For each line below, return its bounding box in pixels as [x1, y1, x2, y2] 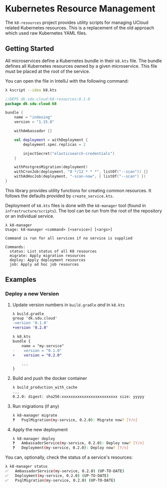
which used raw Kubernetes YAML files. [5, 30, 87, 36]
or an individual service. [5, 213, 55, 219]
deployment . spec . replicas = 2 [23, 142, 86, 147]
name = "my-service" [21, 343, 64, 349]
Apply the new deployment [12, 426, 68, 432]
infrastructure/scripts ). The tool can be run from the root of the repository [5, 208, 162, 214]
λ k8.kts [12, 334, 31, 339]
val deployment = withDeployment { [14, 137, 88, 142]
